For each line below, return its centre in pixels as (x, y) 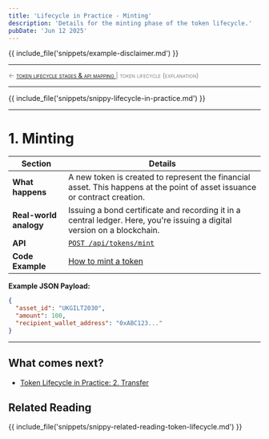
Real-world (35, 215)
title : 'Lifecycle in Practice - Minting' (80, 16)
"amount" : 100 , (41, 316)
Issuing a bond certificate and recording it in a (154, 211)
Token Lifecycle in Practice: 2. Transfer (84, 382)
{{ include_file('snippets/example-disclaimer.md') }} (94, 54)
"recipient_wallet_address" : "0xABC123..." (89, 323)
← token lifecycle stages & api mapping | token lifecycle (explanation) (104, 76)
